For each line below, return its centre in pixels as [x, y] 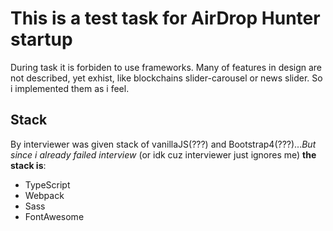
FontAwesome [54, 216]
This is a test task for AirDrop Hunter [165, 18]
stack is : [28, 165]
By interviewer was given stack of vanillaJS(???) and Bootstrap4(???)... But [163, 144]
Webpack [44, 195]
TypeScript [47, 184]
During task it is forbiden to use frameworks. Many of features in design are [166, 67]
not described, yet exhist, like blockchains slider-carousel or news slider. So [166, 78]
